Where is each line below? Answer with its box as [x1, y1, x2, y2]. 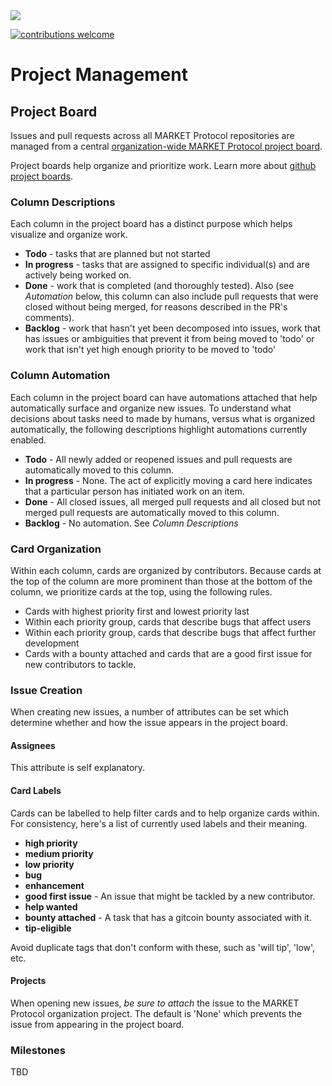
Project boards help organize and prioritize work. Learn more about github [10, 160, 317, 171]
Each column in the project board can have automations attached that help [10, 391, 318, 403]
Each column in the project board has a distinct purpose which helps [10, 218, 293, 230]
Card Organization [10, 542, 102, 556]
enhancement [24, 879, 85, 891]
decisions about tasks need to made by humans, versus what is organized [10, 412, 316, 424]
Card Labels [10, 784, 62, 796]
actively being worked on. [24, 269, 132, 281]
